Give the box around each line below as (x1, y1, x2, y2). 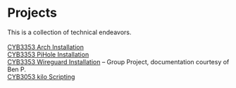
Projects (7, 5, 58, 21)
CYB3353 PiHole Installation (7, 50, 89, 59)
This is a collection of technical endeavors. (7, 28, 132, 36)
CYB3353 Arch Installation (7, 43, 85, 51)
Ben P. (7, 65, 27, 73)
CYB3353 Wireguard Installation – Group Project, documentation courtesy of (7, 57, 230, 66)
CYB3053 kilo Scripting (7, 72, 75, 81)
